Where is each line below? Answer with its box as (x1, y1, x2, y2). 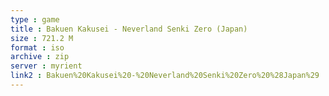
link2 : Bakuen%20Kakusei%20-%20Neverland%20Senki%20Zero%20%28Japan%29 (10, 71, 320, 81)
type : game (10, 14, 60, 25)
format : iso (10, 42, 65, 53)
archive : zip (10, 52, 70, 62)
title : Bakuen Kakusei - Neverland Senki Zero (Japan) (10, 24, 248, 34)
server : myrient (10, 61, 83, 71)
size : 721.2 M (10, 33, 74, 43)
